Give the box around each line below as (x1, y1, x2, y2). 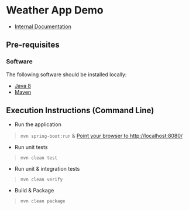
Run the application (14, 121, 61, 128)
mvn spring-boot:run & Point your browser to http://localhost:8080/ (20, 133, 183, 140)
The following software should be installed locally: (6, 71, 127, 78)
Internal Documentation (14, 23, 72, 30)
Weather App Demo (6, 4, 104, 17)
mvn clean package (20, 198, 66, 204)
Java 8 (14, 82, 31, 89)
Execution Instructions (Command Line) (6, 106, 154, 116)
